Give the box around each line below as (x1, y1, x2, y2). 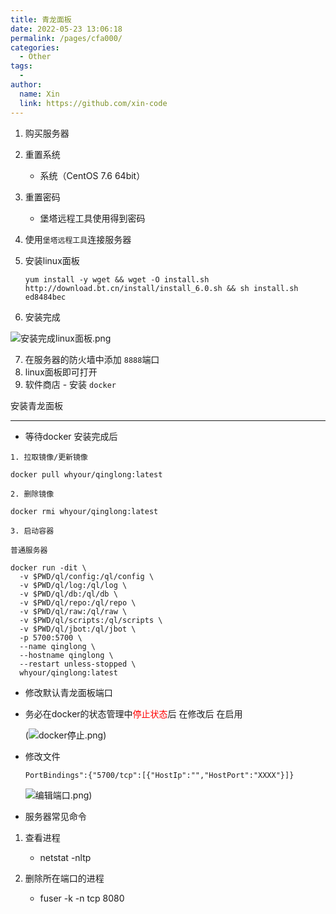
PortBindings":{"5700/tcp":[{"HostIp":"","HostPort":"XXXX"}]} (24, 770, 295, 780)
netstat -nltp (39, 851, 92, 863)
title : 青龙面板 (10, 14, 72, 25)
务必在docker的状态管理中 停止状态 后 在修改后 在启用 (24, 707, 243, 720)
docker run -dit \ (10, 562, 87, 573)
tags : (10, 61, 33, 71)
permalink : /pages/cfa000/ (10, 33, 123, 43)
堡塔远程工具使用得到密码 (39, 212, 146, 224)
